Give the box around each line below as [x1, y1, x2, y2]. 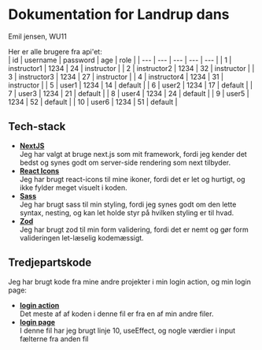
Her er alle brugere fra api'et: [8, 47, 102, 56]
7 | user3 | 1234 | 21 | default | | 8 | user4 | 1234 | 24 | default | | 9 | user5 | [8, 88, 249, 98]
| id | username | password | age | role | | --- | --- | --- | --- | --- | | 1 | [8, 55, 232, 65]
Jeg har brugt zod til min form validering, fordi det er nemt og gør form [19, 225, 249, 234]
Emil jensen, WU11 [8, 32, 67, 41]
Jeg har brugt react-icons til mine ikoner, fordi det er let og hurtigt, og [19, 174, 245, 184]
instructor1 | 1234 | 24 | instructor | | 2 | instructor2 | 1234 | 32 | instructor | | [8, 63, 255, 73]
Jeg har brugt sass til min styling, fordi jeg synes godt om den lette [19, 199, 237, 209]
